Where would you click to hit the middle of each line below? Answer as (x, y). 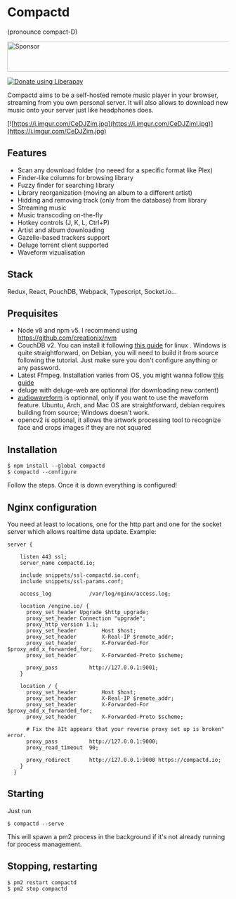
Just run (19, 810)
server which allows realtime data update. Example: (82, 531)
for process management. (45, 844)
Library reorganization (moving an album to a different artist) (105, 192)
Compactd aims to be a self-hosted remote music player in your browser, (113, 95)
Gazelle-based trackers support (64, 237)
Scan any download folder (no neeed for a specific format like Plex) (115, 170)
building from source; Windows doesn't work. (83, 413)
